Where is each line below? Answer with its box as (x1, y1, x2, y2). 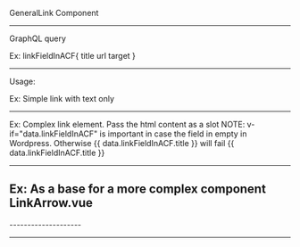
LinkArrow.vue (9, 195, 94, 210)
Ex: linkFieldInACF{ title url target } (9, 51, 137, 61)
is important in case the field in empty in (99, 128, 247, 139)
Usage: (9, 76, 36, 86)
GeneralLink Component (9, 8, 99, 18)
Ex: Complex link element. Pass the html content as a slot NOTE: (9, 119, 246, 129)
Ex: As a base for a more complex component (9, 182, 266, 197)
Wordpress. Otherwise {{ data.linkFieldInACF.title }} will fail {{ (9, 138, 235, 148)
